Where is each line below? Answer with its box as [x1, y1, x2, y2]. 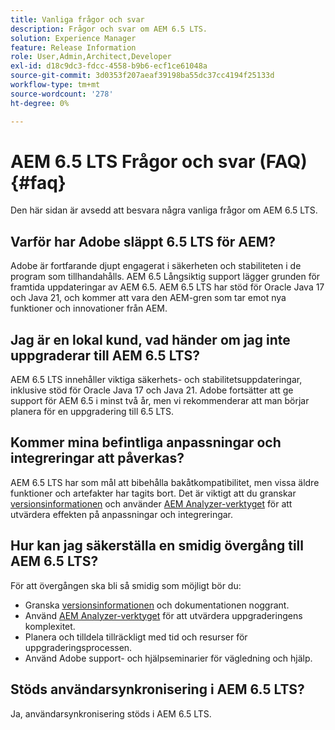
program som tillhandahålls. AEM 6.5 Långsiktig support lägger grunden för [10, 271, 321, 283]
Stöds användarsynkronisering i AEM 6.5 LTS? [10, 681, 305, 698]
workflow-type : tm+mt [10, 80, 101, 90]
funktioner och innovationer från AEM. [10, 302, 168, 315]
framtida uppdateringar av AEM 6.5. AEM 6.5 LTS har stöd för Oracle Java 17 [10, 281, 325, 293]
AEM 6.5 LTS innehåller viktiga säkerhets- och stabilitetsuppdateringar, [10, 374, 303, 386]
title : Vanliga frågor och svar [10, 14, 145, 25]
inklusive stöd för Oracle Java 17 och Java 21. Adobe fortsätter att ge [10, 384, 294, 396]
